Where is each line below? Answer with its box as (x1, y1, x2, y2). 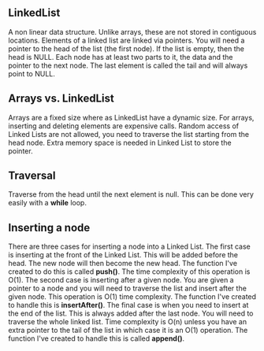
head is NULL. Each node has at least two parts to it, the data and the (8, 52, 233, 61)
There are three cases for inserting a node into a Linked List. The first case (8, 242, 251, 251)
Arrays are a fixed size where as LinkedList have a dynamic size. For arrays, (8, 113, 255, 122)
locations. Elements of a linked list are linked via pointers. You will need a (8, 35, 245, 45)
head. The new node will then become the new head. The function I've (8, 259, 238, 268)
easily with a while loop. (8, 198, 87, 208)
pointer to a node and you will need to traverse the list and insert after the (8, 283, 247, 294)
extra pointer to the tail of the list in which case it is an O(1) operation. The (8, 326, 248, 335)
